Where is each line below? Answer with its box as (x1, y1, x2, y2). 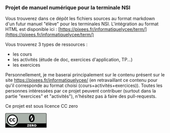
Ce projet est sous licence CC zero (5, 103, 78, 109)
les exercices (12, 62, 41, 68)
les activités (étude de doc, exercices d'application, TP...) (12, 57, 133, 63)
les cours (12, 51, 32, 57)
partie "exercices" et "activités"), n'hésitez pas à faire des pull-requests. (5, 93, 157, 100)
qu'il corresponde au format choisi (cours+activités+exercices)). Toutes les (5, 82, 163, 88)
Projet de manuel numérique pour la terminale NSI (5, 4, 131, 11)
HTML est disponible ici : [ (5, 26, 60, 32)
